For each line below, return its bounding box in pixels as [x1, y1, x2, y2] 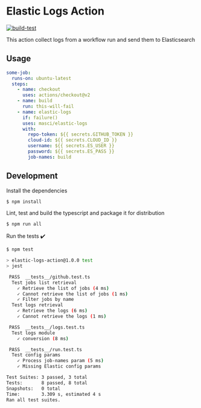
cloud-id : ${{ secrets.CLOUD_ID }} [28, 137, 118, 143]
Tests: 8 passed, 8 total [6, 380, 88, 386]
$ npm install [6, 199, 42, 205]
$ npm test [6, 246, 34, 252]
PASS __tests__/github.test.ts [8, 274, 91, 280]
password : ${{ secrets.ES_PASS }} [28, 148, 115, 154]
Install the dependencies [6, 186, 68, 194]
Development [6, 171, 59, 181]
